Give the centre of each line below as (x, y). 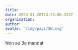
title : (12, 10)
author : (13, 24)
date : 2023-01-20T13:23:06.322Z (39, 15)
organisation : (20, 19)
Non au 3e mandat (24, 43)
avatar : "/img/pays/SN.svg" (35, 29)
